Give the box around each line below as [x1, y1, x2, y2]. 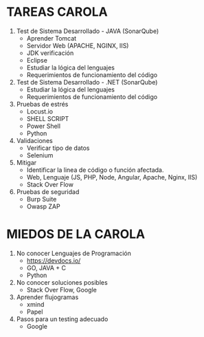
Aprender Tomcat [26, 34, 77, 42]
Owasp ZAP [26, 202, 60, 210]
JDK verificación [26, 49, 74, 57]
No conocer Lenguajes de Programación [16, 249, 132, 257]
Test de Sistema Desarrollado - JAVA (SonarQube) [16, 27, 159, 35]
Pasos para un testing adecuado [16, 314, 109, 323]
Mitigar [16, 158, 37, 166]
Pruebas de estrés [16, 100, 69, 108]
